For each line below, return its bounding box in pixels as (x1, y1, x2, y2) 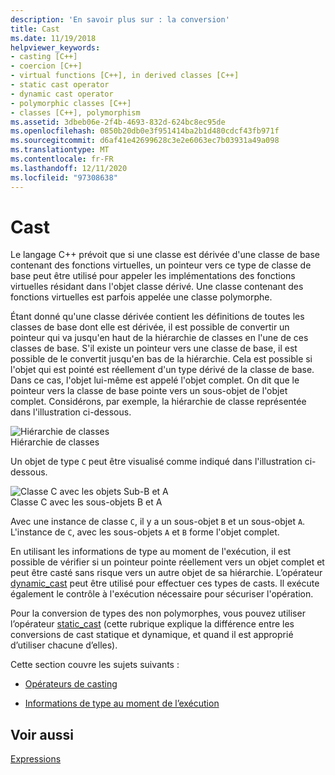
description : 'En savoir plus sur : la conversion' (10, 14, 230, 25)
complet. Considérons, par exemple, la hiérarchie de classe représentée (10, 396, 307, 408)
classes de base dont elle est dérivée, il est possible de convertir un (10, 321, 290, 333)
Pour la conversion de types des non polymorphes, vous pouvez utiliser (10, 607, 306, 620)
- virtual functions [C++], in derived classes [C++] (10, 71, 240, 81)
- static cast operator (10, 80, 110, 90)
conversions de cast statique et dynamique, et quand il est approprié (10, 629, 294, 641)
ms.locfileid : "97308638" (10, 172, 118, 183)
